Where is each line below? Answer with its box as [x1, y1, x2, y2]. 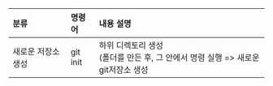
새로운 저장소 [12, 46, 60, 57]
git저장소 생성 [98, 64, 149, 75]
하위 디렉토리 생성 [98, 40, 164, 51]
